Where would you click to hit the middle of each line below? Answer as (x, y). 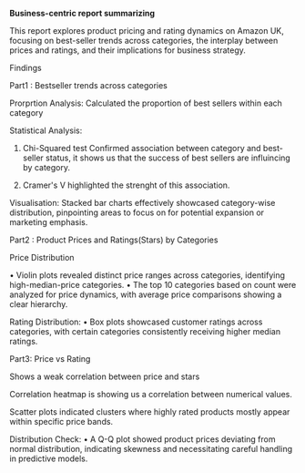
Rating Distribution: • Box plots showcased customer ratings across (136, 322)
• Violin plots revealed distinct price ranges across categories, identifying (147, 275)
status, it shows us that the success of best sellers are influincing (168, 158)
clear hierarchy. (39, 304)
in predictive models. (49, 458)
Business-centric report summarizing (82, 13)
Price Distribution (42, 257)
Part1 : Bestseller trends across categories (89, 85)
